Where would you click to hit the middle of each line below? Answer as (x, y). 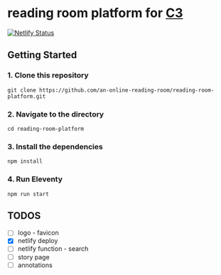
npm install (25, 161)
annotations (35, 265)
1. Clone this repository (48, 75)
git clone (22, 90)
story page (33, 257)
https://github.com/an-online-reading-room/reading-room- (126, 90)
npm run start (28, 194)
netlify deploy (38, 241)
